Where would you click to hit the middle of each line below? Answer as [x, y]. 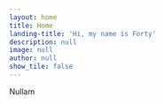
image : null [31, 50]
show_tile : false [41, 67]
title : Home [31, 26]
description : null [43, 42]
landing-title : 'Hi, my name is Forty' [83, 33]
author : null [33, 58]
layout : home [33, 17]
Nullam [22, 91]
